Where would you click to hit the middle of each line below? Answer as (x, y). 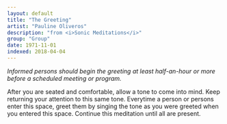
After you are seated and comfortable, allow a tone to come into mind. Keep (113, 91)
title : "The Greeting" (39, 20)
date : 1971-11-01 (32, 45)
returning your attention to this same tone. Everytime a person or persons (110, 99)
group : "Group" (29, 39)
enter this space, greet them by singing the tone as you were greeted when (113, 106)
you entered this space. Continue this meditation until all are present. (104, 113)
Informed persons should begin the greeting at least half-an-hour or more (111, 71)
